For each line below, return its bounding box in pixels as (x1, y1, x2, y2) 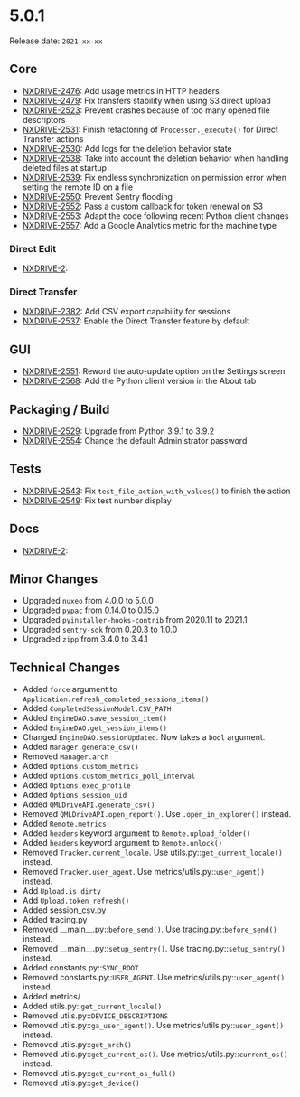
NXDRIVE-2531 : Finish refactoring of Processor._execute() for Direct (22, 124, 278, 135)
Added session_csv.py (22, 905, 107, 915)
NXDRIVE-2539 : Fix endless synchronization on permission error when (22, 172, 287, 183)
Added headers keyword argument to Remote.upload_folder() (22, 828, 251, 839)
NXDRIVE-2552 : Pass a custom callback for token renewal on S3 (22, 201, 264, 211)
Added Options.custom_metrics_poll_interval (22, 770, 196, 782)
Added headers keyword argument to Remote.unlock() (22, 838, 223, 849)
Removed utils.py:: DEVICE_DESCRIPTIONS (22, 1010, 169, 1021)
